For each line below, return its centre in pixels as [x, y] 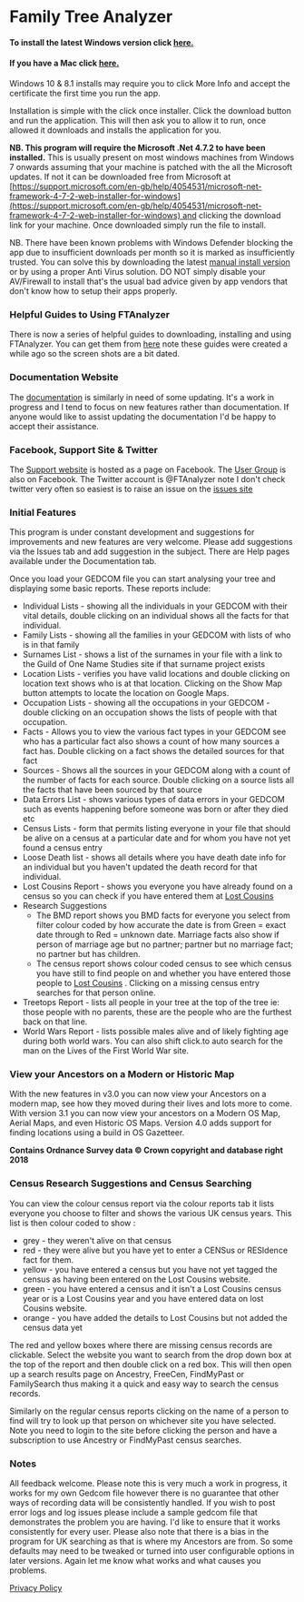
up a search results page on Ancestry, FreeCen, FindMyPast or [127, 1374]
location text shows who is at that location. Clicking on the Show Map [152, 683]
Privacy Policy [36, 1588]
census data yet [53, 1327]
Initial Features [43, 512]
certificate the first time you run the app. [85, 93]
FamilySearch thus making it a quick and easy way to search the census [144, 1384]
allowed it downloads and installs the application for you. [115, 130]
